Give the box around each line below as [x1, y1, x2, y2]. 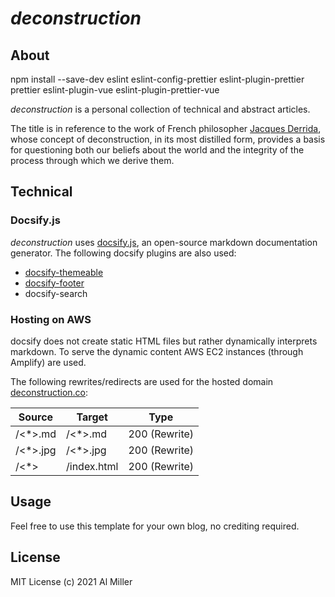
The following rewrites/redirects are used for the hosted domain [10, 375, 274, 387]
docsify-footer [24, 277, 85, 289]
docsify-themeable [24, 266, 104, 278]
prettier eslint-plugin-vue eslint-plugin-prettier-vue [10, 84, 220, 96]
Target [76, 410, 108, 424]
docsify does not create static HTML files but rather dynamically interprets [10, 335, 318, 347]
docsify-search [24, 287, 88, 299]
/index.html [66, 459, 119, 473]
